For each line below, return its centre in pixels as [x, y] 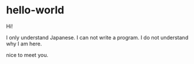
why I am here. [24, 44]
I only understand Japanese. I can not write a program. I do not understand [97, 37]
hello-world [35, 10]
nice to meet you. [27, 55]
